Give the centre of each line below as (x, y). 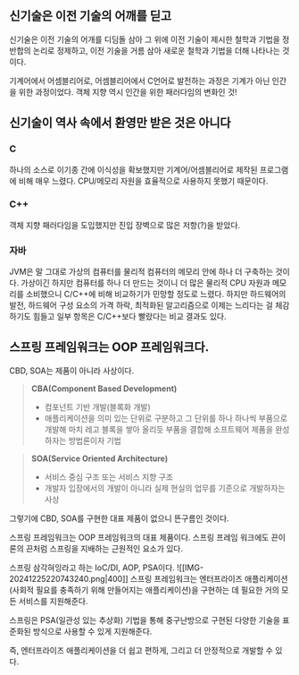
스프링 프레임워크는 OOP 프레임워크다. (109, 347)
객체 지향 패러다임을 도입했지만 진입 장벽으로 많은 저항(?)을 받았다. (125, 225)
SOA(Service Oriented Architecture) (100, 458)
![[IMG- (190, 568)
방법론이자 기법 (95, 440)
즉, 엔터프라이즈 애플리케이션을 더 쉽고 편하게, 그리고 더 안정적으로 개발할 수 (141, 650)
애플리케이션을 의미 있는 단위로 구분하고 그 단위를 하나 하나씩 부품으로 (166, 418)
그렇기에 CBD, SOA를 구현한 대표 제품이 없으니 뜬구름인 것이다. (119, 518)
